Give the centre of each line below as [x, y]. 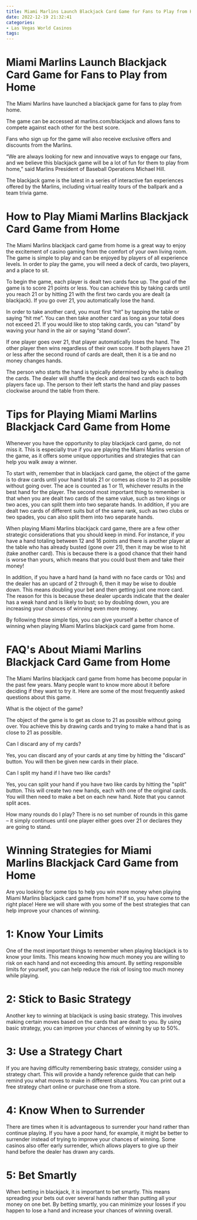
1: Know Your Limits [55, 934]
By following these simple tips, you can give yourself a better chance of [92, 620]
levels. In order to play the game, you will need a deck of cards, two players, [98, 264]
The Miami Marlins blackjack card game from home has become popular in [96, 678]
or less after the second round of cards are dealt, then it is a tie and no [91, 354]
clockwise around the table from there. [53, 391]
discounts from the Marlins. [39, 145]
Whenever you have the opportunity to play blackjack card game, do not [93, 443]
